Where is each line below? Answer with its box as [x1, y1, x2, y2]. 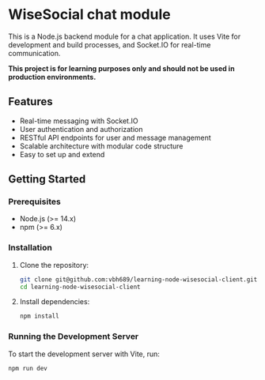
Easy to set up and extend [19, 149, 105, 159]
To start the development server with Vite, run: [8, 349, 161, 359]
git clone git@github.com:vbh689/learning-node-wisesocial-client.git [19, 275, 258, 284]
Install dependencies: [19, 297, 90, 307]
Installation [8, 243, 53, 254]
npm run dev [8, 364, 47, 372]
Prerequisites [8, 196, 61, 207]
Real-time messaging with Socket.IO [19, 116, 138, 126]
